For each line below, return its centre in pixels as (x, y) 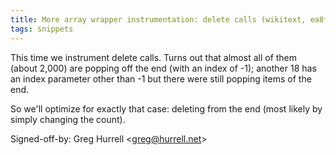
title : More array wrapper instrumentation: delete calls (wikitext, (158, 19)
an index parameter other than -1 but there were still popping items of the (161, 78)
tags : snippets (42, 29)
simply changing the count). (68, 119)
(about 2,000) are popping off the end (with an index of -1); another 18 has (163, 68)
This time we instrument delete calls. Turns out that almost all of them (154, 57)
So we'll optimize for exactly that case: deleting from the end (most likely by (166, 108)
